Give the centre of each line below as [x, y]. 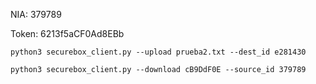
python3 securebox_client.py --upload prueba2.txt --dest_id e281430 [158, 52]
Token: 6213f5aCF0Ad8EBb [67, 33]
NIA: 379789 [36, 14]
